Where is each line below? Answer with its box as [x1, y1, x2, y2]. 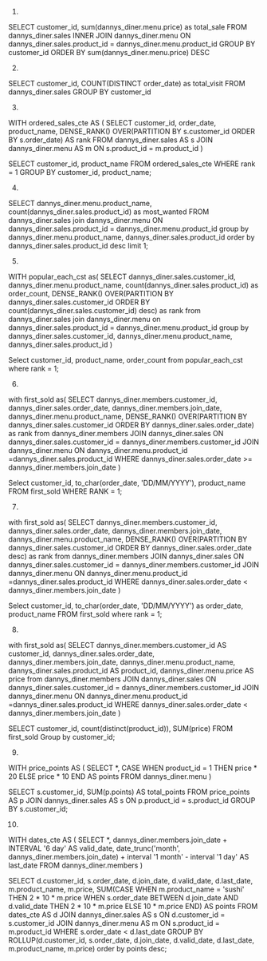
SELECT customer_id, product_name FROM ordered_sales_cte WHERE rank [8, 159, 256, 169]
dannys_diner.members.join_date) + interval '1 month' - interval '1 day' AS [8, 852, 249, 861]
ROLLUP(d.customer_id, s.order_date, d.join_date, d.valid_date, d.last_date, [8, 935, 255, 945]
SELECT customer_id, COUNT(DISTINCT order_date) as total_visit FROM [8, 79, 245, 88]
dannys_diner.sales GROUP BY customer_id [8, 87, 151, 97]
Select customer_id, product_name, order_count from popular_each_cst [8, 355, 243, 364]
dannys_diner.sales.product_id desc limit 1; [8, 241, 149, 250]
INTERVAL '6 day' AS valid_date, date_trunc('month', [8, 844, 181, 853]
